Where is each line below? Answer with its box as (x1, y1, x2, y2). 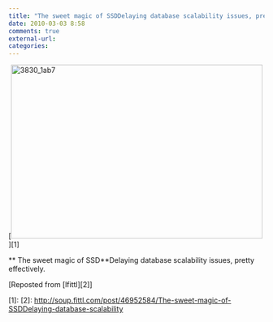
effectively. (8, 264, 46, 274)
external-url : (8, 34, 57, 43)
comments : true (8, 27, 60, 35)
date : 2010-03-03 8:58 (8, 19, 85, 28)
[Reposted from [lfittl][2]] (8, 280, 93, 290)
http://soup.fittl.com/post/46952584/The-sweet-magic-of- (33, 295, 232, 305)
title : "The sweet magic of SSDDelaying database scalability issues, (8, 11, 253, 20)
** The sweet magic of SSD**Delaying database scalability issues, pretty (8, 255, 254, 265)
